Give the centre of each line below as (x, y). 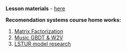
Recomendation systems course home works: (63, 20)
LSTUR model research (42, 44)
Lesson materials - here (36, 9)
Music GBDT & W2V (39, 37)
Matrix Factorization (39, 31)
